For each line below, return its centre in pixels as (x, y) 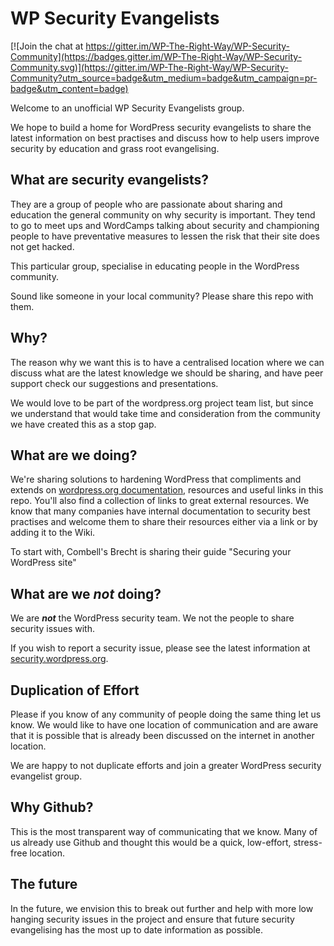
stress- (308, 842)
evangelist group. (46, 776)
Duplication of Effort (75, 690)
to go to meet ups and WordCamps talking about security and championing (165, 225)
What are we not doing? (86, 593)
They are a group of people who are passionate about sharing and (146, 204)
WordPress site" (43, 563)
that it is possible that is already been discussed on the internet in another (162, 735)
